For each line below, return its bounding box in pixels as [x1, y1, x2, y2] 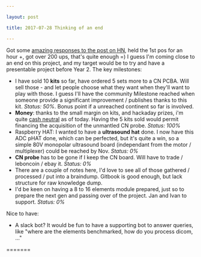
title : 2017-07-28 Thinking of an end [6, 25, 103, 31]
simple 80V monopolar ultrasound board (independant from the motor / [14, 141, 191, 148]
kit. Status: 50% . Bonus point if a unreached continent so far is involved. [14, 102, 194, 110]
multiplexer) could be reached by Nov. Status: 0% [14, 147, 139, 155]
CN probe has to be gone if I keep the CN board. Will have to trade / [14, 153, 183, 161]
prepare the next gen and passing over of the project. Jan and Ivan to [14, 192, 187, 199]
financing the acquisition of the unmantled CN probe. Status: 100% [14, 122, 181, 129]
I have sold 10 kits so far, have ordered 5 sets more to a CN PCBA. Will [14, 77, 189, 84]
